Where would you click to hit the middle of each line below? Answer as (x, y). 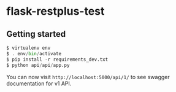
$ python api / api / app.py (38, 65)
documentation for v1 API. (39, 83)
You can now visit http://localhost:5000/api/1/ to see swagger (88, 77)
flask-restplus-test (55, 11)
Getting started (36, 34)
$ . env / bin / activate (34, 53)
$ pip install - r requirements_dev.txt (57, 59)
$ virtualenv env (29, 48)
